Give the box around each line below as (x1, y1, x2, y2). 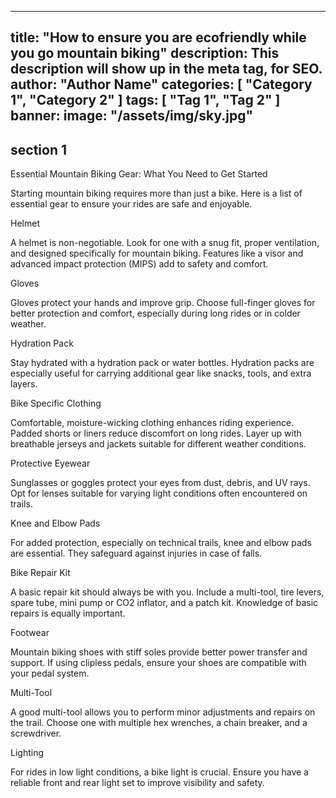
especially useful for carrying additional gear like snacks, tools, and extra (10, 367, 312, 380)
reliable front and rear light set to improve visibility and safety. (10, 777, 265, 789)
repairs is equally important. (10, 607, 126, 620)
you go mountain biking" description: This (10, 45, 280, 62)
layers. (10, 378, 38, 390)
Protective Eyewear (10, 457, 91, 470)
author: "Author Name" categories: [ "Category (10, 76, 313, 93)
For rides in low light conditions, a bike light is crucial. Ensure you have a (10, 766, 309, 778)
